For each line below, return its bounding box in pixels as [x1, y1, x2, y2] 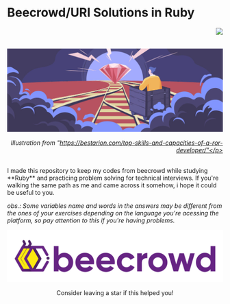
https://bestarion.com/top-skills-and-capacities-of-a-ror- [59, 139, 223, 147]
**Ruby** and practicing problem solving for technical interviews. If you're [7, 174, 219, 183]
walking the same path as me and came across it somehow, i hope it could [7, 181, 217, 189]
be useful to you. [7, 189, 55, 197]
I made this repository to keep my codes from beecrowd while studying [7, 167, 208, 175]
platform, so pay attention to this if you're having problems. [7, 216, 175, 224]
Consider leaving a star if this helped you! [56, 289, 174, 297]
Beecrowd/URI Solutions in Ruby [7, 5, 195, 21]
